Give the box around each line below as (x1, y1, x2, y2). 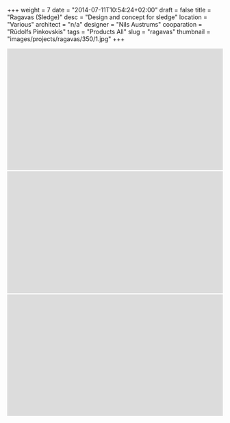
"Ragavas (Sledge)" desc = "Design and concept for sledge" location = (7, 13, 207, 21)
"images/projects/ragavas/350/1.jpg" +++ (7, 35, 125, 43)
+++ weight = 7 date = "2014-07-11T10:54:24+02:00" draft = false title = (7, 6, 212, 14)
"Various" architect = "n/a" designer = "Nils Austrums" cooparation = (7, 21, 203, 28)
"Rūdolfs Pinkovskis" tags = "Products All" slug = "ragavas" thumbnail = (7, 27, 211, 36)
